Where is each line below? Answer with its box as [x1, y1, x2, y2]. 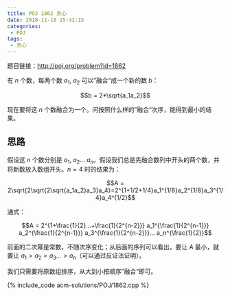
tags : [7, 36, 23, 43]
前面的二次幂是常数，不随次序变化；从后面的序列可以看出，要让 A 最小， [7, 243, 214, 251]
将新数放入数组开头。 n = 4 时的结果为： [7, 166, 121, 174]
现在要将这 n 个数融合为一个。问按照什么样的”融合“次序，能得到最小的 [7, 105, 206, 113]
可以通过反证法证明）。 [82, 251, 146, 260]
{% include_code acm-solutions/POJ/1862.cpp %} [7, 281, 150, 289]
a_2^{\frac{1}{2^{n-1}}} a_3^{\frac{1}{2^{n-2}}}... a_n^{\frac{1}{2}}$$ [19, 229, 212, 237]
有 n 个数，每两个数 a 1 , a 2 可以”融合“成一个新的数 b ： [7, 76, 159, 86]
